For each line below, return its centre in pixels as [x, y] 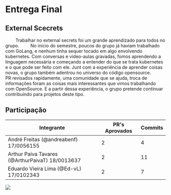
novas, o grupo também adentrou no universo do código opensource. [78, 73]
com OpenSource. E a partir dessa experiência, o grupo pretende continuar [84, 89]
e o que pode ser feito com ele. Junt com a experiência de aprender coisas [84, 67]
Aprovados [119, 131]
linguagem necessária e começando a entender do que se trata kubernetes [84, 62]
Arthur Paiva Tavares [33, 154]
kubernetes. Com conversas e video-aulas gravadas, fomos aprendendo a [83, 56]
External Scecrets [34, 28]
